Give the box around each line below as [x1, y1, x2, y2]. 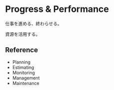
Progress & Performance [5, 3, 109, 15]
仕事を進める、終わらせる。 [5, 20, 62, 26]
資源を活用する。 [5, 31, 40, 37]
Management [12, 75, 40, 81]
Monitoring [12, 70, 35, 76]
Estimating [12, 64, 34, 70]
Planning [12, 59, 31, 65]
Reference [5, 46, 38, 54]
